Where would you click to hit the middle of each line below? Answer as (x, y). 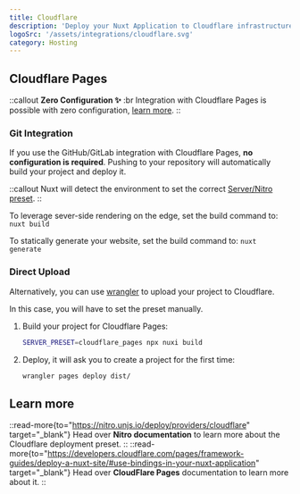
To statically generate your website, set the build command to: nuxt (133, 241)
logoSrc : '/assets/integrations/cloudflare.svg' (101, 34)
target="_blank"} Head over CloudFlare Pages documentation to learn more (149, 473)
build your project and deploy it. (68, 172)
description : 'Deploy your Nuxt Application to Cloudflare (121, 26)
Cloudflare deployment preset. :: (69, 444)
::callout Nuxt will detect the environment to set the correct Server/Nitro (141, 189)
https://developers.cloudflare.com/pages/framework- (146, 454)
